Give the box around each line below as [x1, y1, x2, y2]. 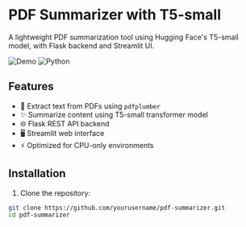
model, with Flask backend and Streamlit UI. [8, 40, 155, 50]
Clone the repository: [19, 188, 91, 198]
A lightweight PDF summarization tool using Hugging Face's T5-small [8, 32, 240, 42]
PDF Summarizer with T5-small [8, 6, 222, 24]
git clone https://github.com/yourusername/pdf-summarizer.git [8, 204, 226, 212]
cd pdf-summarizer [8, 211, 70, 219]
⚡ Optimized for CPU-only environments [19, 140, 154, 150]
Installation [8, 167, 66, 180]
